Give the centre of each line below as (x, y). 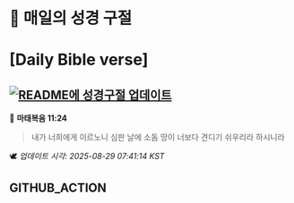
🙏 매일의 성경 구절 (71, 18)
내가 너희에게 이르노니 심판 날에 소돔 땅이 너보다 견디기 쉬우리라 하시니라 (158, 137)
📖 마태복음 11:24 (38, 118)
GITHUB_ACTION (58, 187)
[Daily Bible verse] (79, 60)
